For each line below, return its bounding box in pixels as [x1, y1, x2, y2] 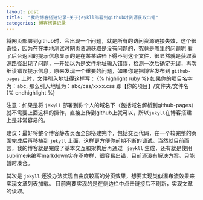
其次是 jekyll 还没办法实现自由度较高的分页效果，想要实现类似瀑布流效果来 [6, 172, 195, 180]
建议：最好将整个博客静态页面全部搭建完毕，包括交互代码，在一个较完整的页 [6, 130, 197, 137]
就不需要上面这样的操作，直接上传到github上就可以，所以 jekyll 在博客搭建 [6, 109, 192, 116]
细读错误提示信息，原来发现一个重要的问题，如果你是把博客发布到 [6, 67, 170, 75]
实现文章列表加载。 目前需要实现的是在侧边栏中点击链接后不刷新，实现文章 [6, 180, 193, 187]
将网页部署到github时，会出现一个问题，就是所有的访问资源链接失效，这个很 [6, 37, 197, 45]
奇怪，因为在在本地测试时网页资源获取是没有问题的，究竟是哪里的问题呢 [6, 45, 186, 52]
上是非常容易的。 [6, 117, 49, 124]
